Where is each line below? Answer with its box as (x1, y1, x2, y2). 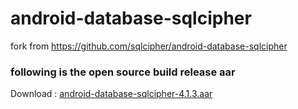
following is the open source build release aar (10, 65, 236, 79)
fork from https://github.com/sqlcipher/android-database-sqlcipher (10, 40, 288, 52)
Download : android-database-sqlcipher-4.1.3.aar (10, 88, 213, 100)
